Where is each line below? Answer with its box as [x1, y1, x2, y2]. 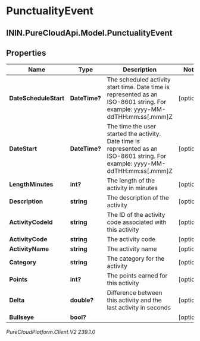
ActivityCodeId [9, 218, 53, 226]
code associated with [107, 218, 167, 226]
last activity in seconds [107, 304, 171, 312]
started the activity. [107, 130, 161, 138]
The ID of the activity [107, 211, 165, 219]
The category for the [107, 254, 165, 263]
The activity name [107, 245, 157, 253]
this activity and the [107, 296, 162, 304]
